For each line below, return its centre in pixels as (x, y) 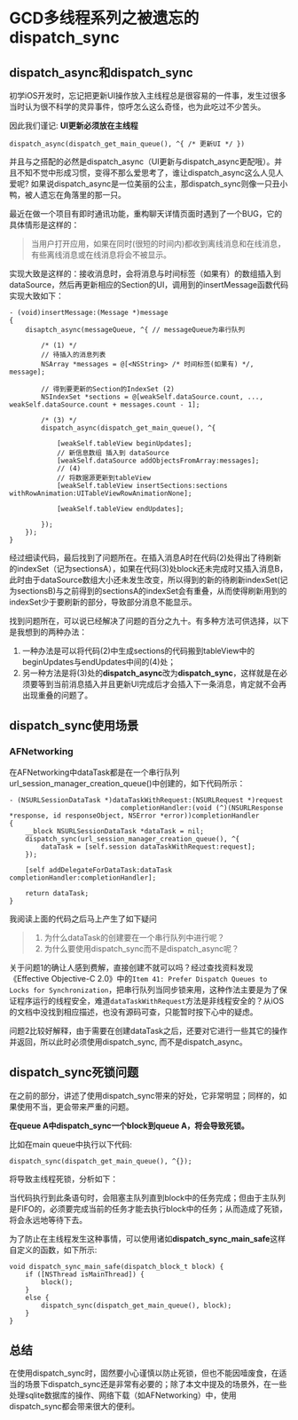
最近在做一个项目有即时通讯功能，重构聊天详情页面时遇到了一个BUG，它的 (146, 213)
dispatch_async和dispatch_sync (101, 72)
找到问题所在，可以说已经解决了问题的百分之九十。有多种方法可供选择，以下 (149, 621)
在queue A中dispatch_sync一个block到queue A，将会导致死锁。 (129, 1125)
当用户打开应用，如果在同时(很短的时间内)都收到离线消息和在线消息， (158, 244)
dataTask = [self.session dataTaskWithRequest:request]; (148, 847)
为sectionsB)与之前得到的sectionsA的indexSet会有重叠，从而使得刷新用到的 (148, 591)
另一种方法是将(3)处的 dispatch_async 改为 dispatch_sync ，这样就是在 (151, 673)
